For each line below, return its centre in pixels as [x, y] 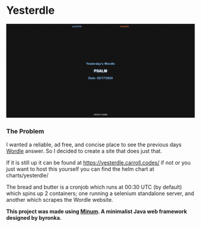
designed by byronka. [34, 217]
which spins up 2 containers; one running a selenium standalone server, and [100, 193]
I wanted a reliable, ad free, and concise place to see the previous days [94, 144]
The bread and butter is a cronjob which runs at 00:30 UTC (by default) [94, 187]
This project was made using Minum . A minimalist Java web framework [97, 211]
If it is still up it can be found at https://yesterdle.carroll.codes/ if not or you [99, 162]
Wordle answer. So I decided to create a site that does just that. [84, 151]
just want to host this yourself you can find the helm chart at [80, 169]
